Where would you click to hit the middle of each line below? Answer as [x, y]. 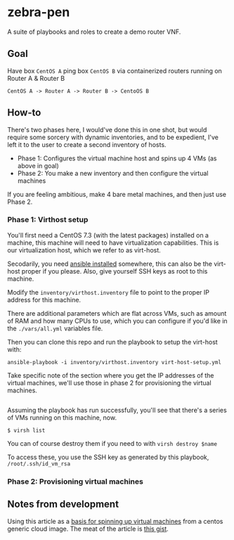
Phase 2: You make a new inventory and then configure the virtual [113, 173]
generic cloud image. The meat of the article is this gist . [88, 529]
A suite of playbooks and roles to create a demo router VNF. [94, 32]
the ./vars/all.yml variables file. [55, 328]
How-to [24, 113]
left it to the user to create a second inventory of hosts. [87, 144]
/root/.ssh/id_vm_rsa [39, 464]
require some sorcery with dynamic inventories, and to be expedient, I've [113, 137]
